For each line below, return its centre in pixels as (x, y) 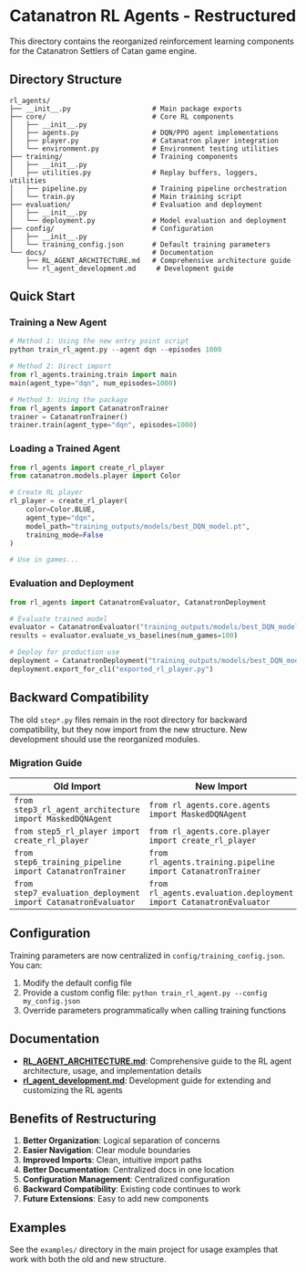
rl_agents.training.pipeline (212, 862)
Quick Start (42, 296)
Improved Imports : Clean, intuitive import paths (112, 1160)
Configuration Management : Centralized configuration (126, 1180)
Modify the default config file (77, 983)
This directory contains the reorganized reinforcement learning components (152, 41)
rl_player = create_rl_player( (69, 501)
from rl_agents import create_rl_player (87, 468)
